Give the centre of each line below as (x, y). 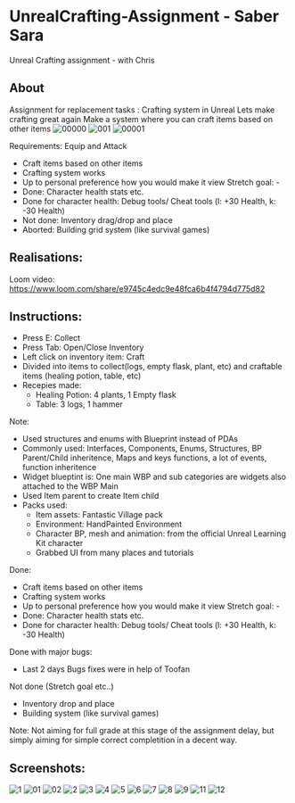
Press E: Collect (51, 338)
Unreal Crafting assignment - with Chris (82, 60)
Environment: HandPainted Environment (109, 525)
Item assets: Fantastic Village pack (99, 515)
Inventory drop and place (68, 704)
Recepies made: (52, 385)
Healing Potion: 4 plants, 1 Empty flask (106, 395)
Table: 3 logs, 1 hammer (79, 404)
